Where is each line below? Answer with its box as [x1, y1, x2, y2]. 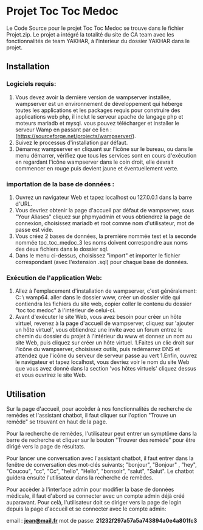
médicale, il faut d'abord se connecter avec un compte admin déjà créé [6, 492, 185, 500]
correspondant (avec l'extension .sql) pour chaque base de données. [15, 258, 188, 265]
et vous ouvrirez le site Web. [15, 371, 87, 378]
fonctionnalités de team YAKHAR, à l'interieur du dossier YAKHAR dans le [6, 37, 190, 44]
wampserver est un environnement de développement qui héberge [15, 100, 183, 107]
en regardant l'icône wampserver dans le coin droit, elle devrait [15, 158, 174, 166]
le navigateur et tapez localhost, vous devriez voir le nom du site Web [15, 358, 190, 366]
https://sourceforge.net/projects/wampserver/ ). [17, 132, 137, 139]
